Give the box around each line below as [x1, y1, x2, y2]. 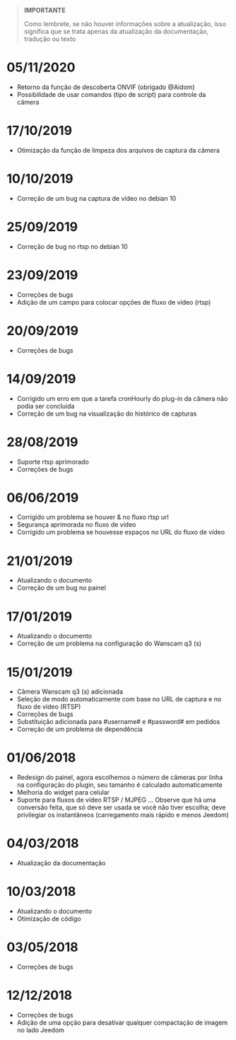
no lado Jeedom [16, 1025, 65, 1034]
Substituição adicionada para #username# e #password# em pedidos [16, 718, 220, 726]
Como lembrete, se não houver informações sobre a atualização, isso [23, 20, 227, 28]
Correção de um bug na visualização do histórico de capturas [16, 409, 197, 418]
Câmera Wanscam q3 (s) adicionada [16, 687, 124, 696]
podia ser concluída [16, 402, 75, 410]
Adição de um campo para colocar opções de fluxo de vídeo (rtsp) [16, 298, 211, 306]
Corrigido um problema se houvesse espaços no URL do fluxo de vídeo [16, 528, 225, 537]
